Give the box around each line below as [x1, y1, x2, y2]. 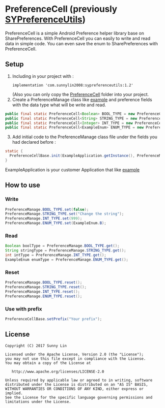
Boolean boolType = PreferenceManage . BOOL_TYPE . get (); [5, 244, 120, 249]
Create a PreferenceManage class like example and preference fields [12, 96, 152, 102]
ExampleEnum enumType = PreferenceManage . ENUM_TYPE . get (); [5, 257, 129, 262]
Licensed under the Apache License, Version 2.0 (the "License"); [5, 352, 144, 357]
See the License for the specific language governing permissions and [5, 395, 153, 400]
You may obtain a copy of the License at [5, 360, 91, 365]
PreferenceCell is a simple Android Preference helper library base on [5, 30, 144, 36]
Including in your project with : [12, 73, 74, 79]
